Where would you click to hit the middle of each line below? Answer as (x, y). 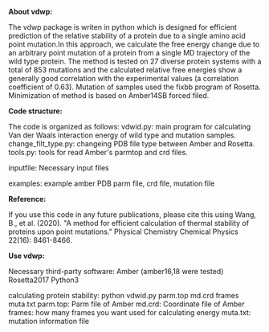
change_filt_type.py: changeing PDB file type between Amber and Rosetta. (132, 143)
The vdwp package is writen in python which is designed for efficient (122, 27)
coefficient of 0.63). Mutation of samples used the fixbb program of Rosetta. (134, 87)
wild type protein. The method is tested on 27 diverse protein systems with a (135, 61)
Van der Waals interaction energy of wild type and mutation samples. (122, 135)
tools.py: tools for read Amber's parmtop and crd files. (98, 152)
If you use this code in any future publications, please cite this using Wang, (132, 215)
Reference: (27, 199)
